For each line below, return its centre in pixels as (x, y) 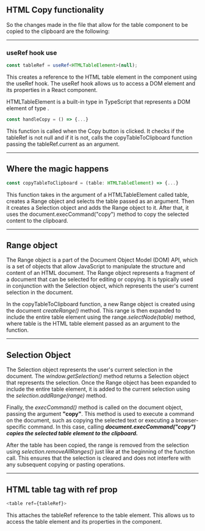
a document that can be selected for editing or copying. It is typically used (100, 279)
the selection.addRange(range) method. (57, 396)
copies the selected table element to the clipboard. (72, 433)
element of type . (28, 108)
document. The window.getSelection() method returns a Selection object (98, 376)
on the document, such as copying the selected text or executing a (90, 421)
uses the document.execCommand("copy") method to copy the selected (98, 214)
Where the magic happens (57, 169)
